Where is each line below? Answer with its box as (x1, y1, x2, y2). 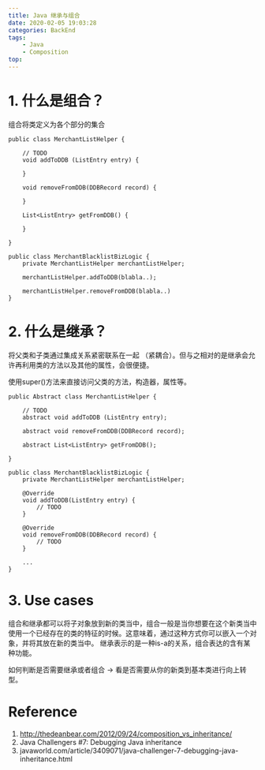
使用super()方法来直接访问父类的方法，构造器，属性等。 (8, 376, 191, 387)
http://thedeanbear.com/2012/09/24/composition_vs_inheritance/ (19, 729, 233, 738)
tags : (8, 33, 26, 42)
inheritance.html (19, 754, 73, 764)
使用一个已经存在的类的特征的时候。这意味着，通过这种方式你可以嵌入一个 (8, 628, 250, 637)
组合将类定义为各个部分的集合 (8, 119, 105, 129)
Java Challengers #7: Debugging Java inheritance (19, 737, 182, 746)
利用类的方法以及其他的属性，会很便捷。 (21, 360, 154, 369)
